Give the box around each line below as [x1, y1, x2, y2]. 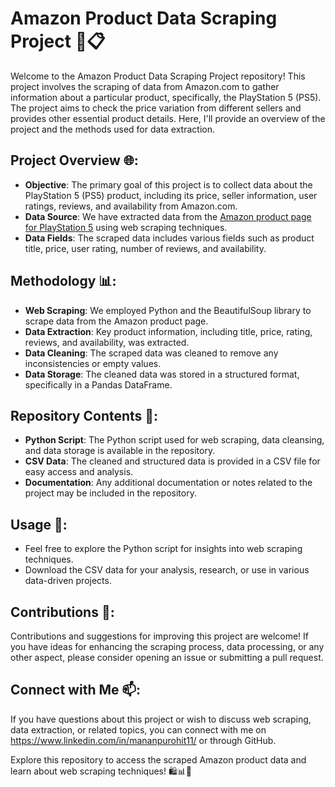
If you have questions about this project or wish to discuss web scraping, [10, 713, 312, 725]
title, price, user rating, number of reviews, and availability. [24, 242, 267, 254]
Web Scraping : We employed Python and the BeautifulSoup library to [24, 304, 312, 316]
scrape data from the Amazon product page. [24, 315, 209, 327]
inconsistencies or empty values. [24, 357, 162, 369]
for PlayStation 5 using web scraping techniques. [24, 221, 228, 233]
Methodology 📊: [10, 273, 117, 290]
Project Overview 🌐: [10, 152, 139, 169]
